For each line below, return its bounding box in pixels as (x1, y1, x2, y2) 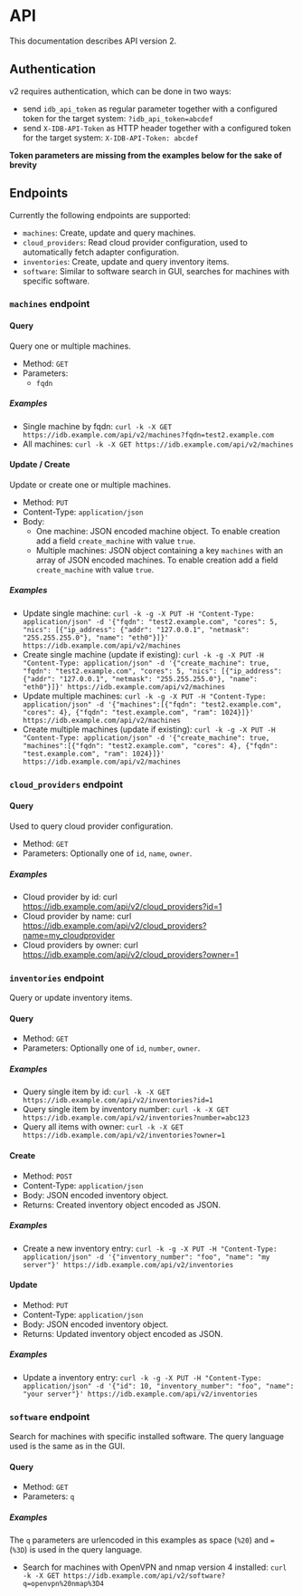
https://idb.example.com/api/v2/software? (62, 1572, 226, 1581)
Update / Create (9, 459, 71, 470)
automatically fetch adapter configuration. (22, 246, 179, 257)
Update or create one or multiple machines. (9, 479, 172, 490)
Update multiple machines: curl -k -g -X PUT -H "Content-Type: (22, 690, 267, 701)
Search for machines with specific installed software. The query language (9, 1431, 285, 1442)
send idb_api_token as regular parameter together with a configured (22, 103, 278, 114)
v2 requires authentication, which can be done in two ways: (9, 85, 232, 96)
